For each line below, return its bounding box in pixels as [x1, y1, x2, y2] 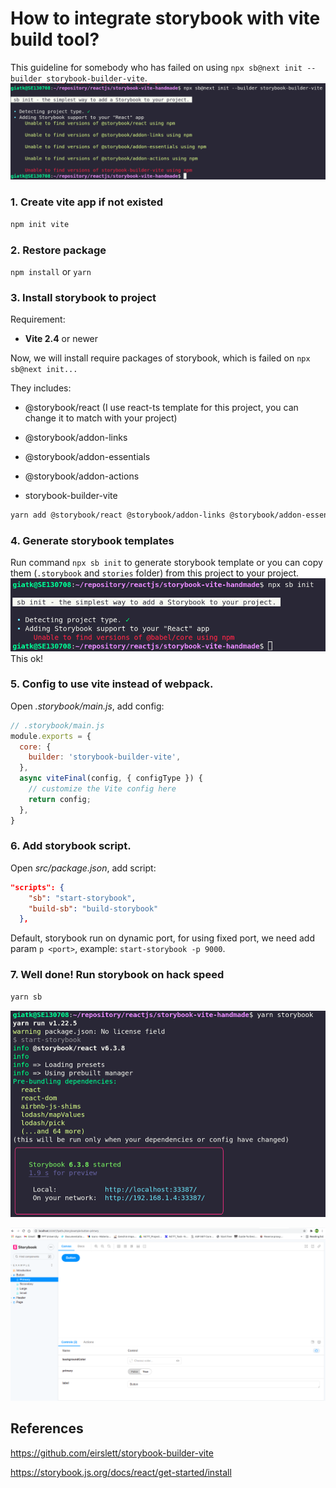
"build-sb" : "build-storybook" [28, 903, 159, 914]
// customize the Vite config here [28, 784, 177, 794]
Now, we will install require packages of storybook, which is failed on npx [10, 352, 311, 364]
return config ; [28, 794, 92, 804]
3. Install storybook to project [10, 290, 157, 304]
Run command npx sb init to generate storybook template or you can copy [10, 557, 323, 569]
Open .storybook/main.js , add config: [10, 700, 165, 712]
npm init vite [10, 219, 70, 229]
